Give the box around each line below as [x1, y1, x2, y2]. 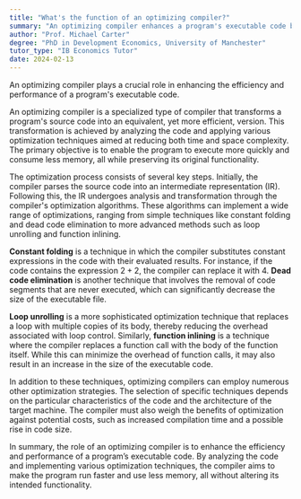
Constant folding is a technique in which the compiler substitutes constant [9, 246, 286, 257]
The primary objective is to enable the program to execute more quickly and [9, 144, 289, 155]
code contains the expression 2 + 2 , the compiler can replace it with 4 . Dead [9, 266, 291, 276]
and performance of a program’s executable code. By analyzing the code [9, 451, 279, 461]
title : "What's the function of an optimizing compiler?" [9, 13, 230, 22]
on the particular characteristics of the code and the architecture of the [9, 396, 272, 406]
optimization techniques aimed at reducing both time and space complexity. [9, 136, 289, 145]
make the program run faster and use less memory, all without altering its [9, 470, 279, 480]
